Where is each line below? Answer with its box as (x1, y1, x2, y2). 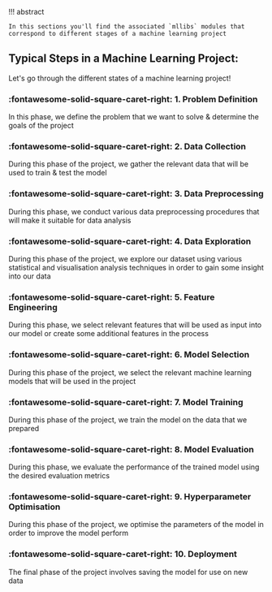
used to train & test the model (8, 168, 107, 178)
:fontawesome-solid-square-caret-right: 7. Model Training (8, 396, 244, 408)
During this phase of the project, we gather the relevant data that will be (8, 159, 249, 169)
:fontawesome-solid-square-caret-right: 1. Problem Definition (8, 93, 258, 105)
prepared (8, 423, 40, 433)
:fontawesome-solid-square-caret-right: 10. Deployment (8, 548, 238, 560)
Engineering (8, 301, 58, 313)
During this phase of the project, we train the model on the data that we (8, 414, 248, 425)
